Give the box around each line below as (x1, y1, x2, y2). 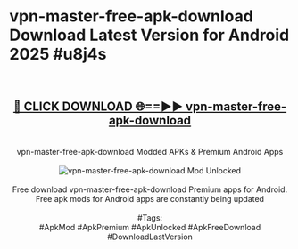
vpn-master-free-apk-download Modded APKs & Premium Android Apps (16, 146, 284, 157)
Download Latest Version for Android (9, 25, 290, 45)
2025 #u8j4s (9, 44, 107, 64)
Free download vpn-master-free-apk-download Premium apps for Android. (12, 184, 288, 195)
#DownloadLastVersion (106, 231, 194, 242)
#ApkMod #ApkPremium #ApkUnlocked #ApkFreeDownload (38, 221, 261, 232)
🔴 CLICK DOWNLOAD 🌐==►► (12, 100, 184, 115)
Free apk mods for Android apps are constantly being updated (35, 193, 265, 204)
